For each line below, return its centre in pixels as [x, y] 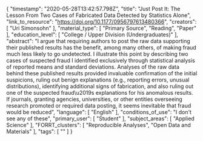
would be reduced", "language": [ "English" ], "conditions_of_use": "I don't [99, 112]
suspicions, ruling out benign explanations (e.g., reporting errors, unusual [98, 80]
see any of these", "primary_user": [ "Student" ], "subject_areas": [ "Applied [101, 119]
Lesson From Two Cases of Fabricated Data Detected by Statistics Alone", [99, 15]
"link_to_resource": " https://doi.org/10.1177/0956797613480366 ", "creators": [101, 22]
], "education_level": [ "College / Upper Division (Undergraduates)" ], [92, 35]
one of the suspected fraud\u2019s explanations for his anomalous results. [100, 93]
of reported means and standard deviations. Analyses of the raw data [93, 67]
